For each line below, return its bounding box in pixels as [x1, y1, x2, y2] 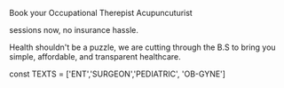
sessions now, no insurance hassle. [9, 25, 139, 35]
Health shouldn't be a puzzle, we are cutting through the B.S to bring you [9, 42, 277, 52]
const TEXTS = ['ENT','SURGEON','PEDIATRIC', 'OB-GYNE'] [9, 68, 226, 79]
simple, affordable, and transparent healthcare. [9, 52, 182, 61]
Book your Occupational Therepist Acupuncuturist [9, 8, 193, 18]
